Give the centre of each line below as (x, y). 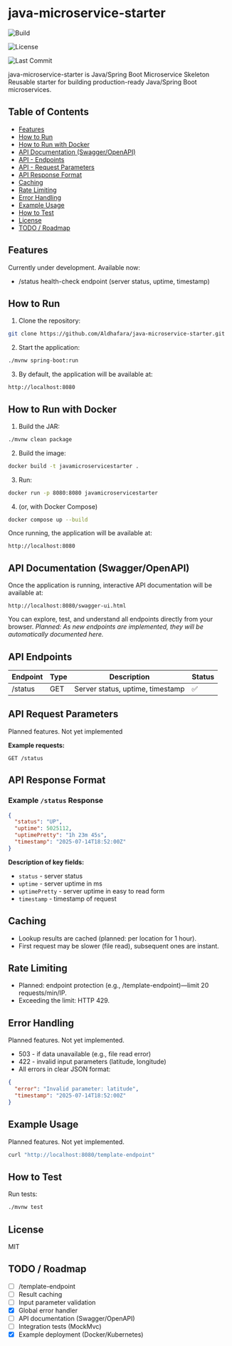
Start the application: (49, 348)
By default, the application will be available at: (85, 374)
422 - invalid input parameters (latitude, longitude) (92, 1062)
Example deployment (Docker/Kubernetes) (81, 1335)
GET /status (26, 758)
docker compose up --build (48, 520)
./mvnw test (26, 1208)
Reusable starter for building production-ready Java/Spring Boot (103, 82)
